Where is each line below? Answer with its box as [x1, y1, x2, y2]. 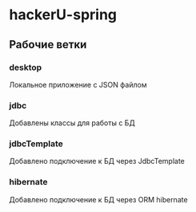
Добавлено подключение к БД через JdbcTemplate [9, 157, 185, 166]
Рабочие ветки [9, 38, 87, 51]
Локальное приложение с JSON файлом [9, 79, 147, 89]
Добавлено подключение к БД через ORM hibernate [9, 194, 188, 204]
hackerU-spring [9, 6, 118, 24]
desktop [9, 62, 42, 73]
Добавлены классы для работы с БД [9, 118, 135, 128]
